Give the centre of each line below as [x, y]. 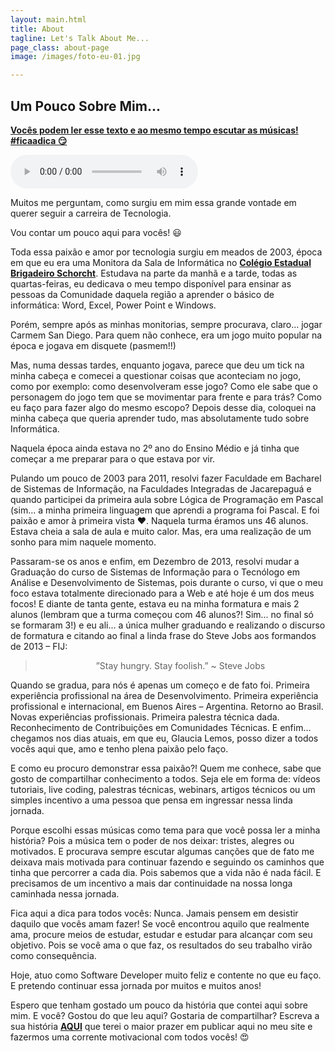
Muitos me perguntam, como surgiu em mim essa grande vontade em [153, 202]
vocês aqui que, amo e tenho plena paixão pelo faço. [119, 748]
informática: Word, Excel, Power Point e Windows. [113, 305]
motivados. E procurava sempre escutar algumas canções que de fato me [162, 851]
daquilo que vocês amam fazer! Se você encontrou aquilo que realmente [160, 923]
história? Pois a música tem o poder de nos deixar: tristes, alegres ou [152, 840]
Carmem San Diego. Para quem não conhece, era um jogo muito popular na [166, 335]
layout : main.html [48, 19]
